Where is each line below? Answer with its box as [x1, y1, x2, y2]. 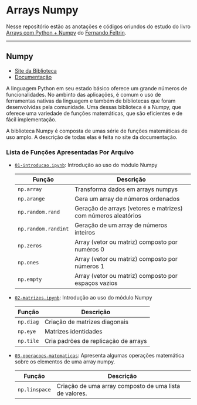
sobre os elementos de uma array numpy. [14, 358, 116, 365]
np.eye [17, 328, 36, 335]
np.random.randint [17, 226, 69, 232]
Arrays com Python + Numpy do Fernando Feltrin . [6, 29, 127, 36]
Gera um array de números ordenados [74, 195, 180, 203]
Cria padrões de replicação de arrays [45, 337, 147, 345]
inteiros [74, 229, 96, 237]
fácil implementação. [6, 115, 57, 123]
